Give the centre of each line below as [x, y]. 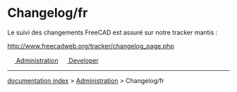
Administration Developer [57, 60]
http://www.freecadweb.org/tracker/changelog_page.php [91, 46]
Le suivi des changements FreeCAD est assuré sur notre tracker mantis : [113, 32]
